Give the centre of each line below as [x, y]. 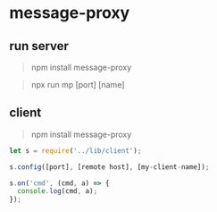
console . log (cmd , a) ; [58, 191]
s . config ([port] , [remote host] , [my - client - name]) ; [109, 167]
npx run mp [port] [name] [78, 85]
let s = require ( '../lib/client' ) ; [75, 150]
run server [39, 46]
